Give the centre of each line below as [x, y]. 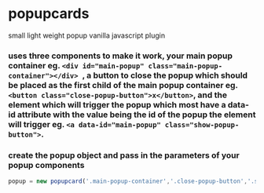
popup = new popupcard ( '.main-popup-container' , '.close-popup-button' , [128, 181]
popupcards [49, 14]
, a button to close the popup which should [165, 75]
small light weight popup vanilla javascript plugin [87, 35]
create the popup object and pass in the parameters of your [124, 155]
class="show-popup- [202, 125]
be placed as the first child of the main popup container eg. [123, 85]
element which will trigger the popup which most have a [117, 104]
